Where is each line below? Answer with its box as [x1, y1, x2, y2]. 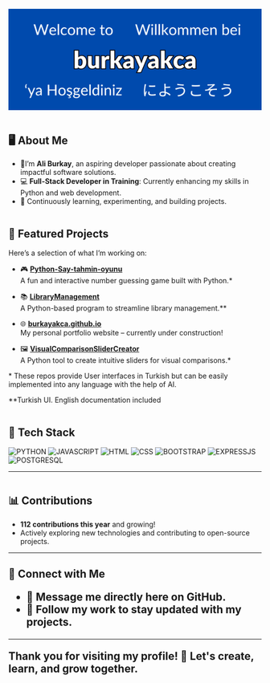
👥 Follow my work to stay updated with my [26, 603, 242, 616]
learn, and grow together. [8, 662, 138, 676]
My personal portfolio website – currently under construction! [19, 328, 223, 338]
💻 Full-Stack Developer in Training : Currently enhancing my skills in [19, 177, 249, 186]
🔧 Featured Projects [8, 226, 109, 241]
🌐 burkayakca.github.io [19, 319, 102, 329]
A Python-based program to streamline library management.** [19, 303, 227, 313]
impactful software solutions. [19, 168, 117, 177]
